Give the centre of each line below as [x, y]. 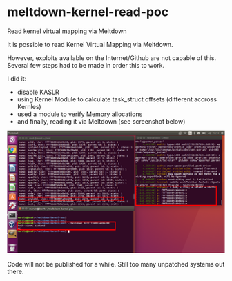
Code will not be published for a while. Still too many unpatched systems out [116, 264]
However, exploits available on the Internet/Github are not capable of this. [112, 58]
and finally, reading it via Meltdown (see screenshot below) [101, 121]
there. [16, 271]
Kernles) [29, 106]
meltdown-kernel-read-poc [88, 12]
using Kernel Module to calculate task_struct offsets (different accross [117, 99]
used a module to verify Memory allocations [80, 114]
